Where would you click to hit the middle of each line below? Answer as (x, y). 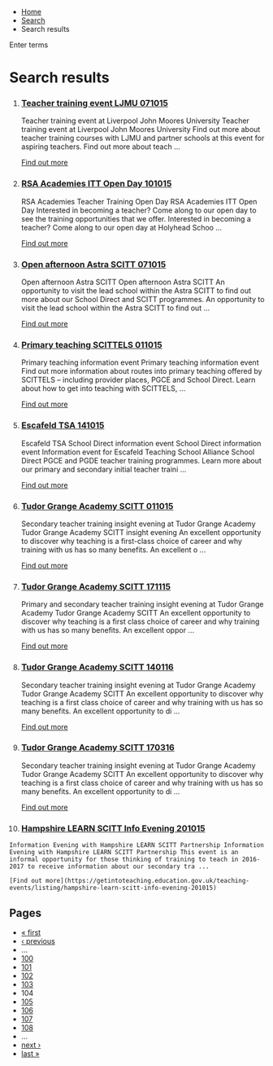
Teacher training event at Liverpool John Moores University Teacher (135, 121)
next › (31, 1045)
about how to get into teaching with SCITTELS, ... (103, 388)
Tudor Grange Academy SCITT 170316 (98, 748)
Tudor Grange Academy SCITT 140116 (97, 667)
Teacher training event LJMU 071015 (95, 103)
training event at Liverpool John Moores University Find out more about (141, 129)
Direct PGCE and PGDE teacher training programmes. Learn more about (141, 460)
